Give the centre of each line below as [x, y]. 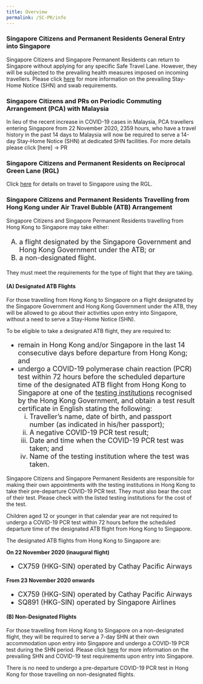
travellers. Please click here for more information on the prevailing [88, 79]
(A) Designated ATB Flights [41, 286]
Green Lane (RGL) [33, 171]
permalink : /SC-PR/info [36, 18]
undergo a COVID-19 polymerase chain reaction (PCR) [105, 369]
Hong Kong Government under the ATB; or [87, 250]
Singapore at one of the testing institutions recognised [105, 393]
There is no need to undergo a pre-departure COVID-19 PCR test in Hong [98, 668]
